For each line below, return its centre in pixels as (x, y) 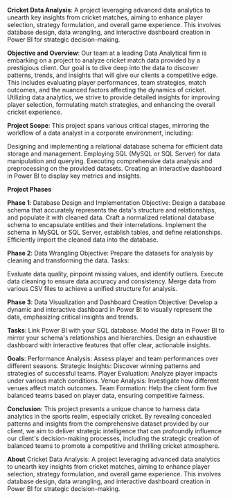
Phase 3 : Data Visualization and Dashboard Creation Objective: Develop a (113, 302)
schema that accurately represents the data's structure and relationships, (112, 210)
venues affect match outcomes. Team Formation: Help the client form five (112, 388)
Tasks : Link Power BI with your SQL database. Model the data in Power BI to (116, 330)
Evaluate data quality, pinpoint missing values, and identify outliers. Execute (115, 274)
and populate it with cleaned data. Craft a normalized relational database (111, 217)
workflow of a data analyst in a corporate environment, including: (100, 133)
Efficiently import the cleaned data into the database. (83, 240)
